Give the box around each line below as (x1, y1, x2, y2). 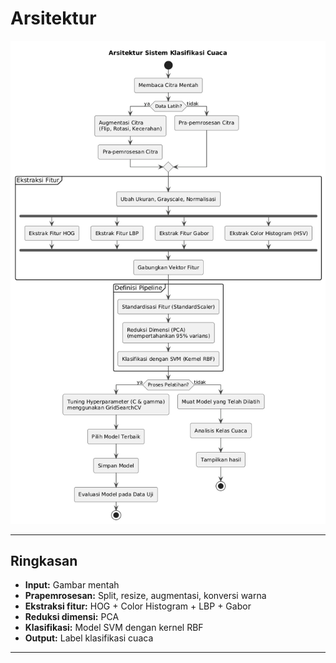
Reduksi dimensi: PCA (24, 611, 120, 623)
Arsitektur (10, 7, 97, 30)
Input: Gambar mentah (24, 579, 120, 591)
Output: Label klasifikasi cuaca (24, 632, 154, 644)
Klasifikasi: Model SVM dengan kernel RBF (24, 622, 204, 634)
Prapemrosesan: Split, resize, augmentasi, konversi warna (24, 590, 267, 602)
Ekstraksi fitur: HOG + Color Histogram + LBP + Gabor (24, 600, 252, 612)
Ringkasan (10, 552, 78, 569)
